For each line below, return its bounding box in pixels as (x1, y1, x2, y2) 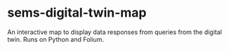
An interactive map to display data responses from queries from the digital (7, 28, 223, 36)
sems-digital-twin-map (7, 5, 147, 21)
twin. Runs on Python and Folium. (7, 35, 104, 43)
